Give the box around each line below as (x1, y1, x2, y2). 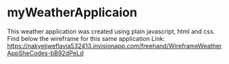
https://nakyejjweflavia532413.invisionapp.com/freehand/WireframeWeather (7, 42, 222, 50)
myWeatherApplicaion (7, 5, 138, 20)
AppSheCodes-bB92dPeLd (7, 49, 84, 57)
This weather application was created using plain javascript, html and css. (7, 27, 215, 35)
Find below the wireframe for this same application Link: (7, 34, 165, 42)
